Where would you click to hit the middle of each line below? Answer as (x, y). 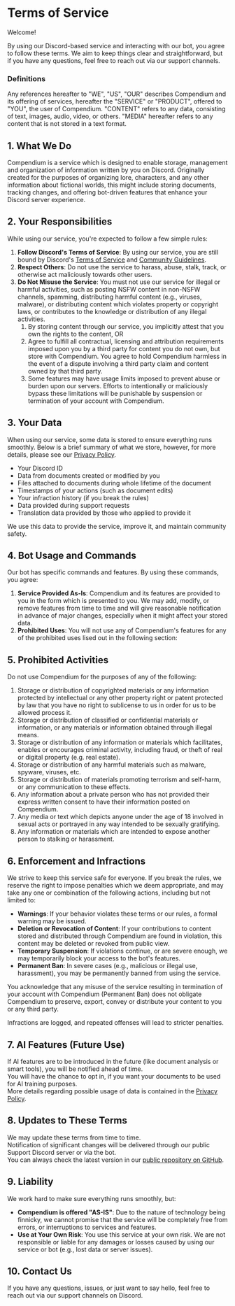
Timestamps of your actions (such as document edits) (95, 490)
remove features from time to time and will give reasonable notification (119, 608)
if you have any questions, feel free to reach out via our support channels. (114, 60)
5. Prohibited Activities (58, 660)
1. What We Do (40, 146)
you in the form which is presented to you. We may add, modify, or (113, 601)
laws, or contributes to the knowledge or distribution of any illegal (112, 311)
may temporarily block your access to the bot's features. (99, 958)
